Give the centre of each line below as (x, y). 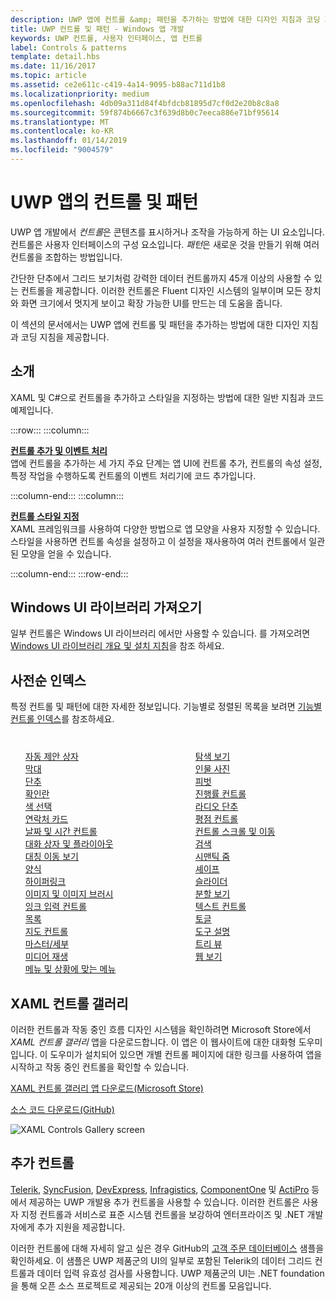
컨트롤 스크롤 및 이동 (235, 832)
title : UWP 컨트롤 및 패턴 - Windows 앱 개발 (97, 29)
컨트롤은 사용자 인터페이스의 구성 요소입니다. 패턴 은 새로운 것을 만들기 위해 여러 (165, 244)
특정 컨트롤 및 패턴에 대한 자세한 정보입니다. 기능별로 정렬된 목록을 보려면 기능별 (166, 707)
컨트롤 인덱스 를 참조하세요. (62, 719)
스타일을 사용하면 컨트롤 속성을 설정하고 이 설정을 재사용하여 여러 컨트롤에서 (158, 541)
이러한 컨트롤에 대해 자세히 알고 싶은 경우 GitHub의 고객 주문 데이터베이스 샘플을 (167, 1248)
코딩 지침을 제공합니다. (65, 337)
